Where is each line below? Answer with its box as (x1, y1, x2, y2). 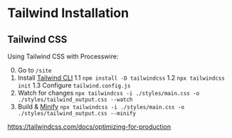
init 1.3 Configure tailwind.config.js (17, 81, 131, 90)
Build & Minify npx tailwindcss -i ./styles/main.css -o (17, 102, 185, 111)
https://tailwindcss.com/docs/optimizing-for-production (7, 122, 172, 131)
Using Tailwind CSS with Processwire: (7, 52, 119, 60)
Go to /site (17, 66, 52, 74)
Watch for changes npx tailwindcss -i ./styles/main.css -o (17, 89, 200, 97)
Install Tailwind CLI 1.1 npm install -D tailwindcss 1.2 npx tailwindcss (17, 73, 226, 82)
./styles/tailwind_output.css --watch (17, 96, 133, 103)
